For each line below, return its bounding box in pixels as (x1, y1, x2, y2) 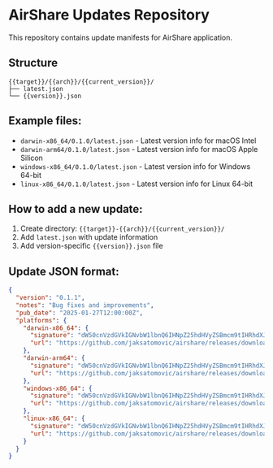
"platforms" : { (15, 316, 67, 324)
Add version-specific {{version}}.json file (19, 241, 164, 251)
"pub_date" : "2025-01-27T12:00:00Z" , (15, 309, 144, 317)
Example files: (8, 114, 82, 128)
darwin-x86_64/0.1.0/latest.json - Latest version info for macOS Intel (19, 136, 257, 145)
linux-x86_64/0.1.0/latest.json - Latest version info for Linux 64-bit (19, 179, 253, 188)
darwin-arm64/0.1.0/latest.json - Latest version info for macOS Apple (19, 144, 258, 154)
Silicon (19, 153, 43, 162)
